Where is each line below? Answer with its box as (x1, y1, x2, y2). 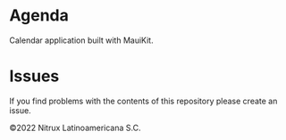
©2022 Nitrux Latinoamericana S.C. (9, 122, 141, 133)
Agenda (9, 5, 69, 26)
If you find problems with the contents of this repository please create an (9, 95, 278, 106)
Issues (9, 66, 60, 86)
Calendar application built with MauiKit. (9, 35, 154, 45)
